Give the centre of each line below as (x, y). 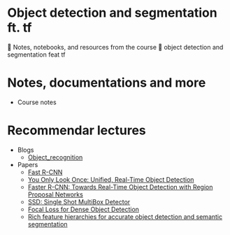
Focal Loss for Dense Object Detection (84, 209)
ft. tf (20, 28)
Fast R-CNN (45, 172)
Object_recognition (55, 157)
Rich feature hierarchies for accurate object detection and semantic (125, 216)
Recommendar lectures (77, 130)
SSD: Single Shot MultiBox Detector (79, 201)
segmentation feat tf (36, 55)
